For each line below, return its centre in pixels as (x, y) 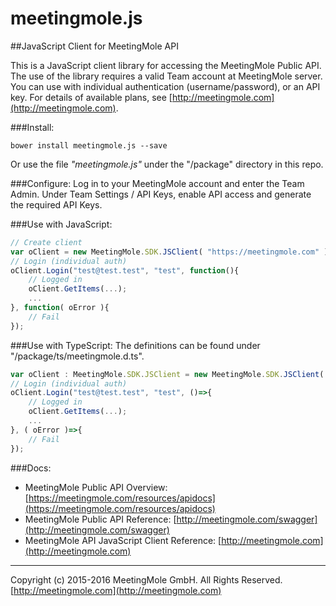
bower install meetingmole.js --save (89, 145)
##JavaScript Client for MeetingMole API (94, 46)
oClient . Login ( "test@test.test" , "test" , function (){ (125, 270)
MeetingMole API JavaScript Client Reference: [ (123, 540)
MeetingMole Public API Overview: (96, 487)
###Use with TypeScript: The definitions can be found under (135, 345)
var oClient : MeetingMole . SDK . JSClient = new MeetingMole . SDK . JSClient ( (167, 374)
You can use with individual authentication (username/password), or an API (165, 86)
